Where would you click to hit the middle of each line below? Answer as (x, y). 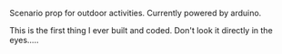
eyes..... (24, 40)
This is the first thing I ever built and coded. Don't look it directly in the (141, 30)
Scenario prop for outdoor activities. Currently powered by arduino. (136, 13)
